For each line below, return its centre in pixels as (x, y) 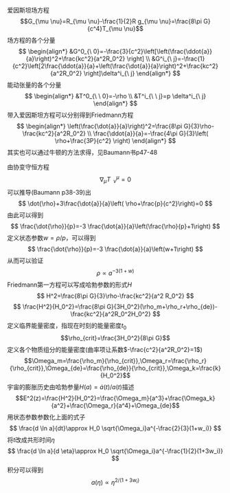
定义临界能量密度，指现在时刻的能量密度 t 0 (67, 327)
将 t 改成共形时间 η (31, 439)
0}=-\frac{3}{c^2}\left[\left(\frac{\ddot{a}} (153, 51)
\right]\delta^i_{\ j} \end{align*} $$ (132, 73)
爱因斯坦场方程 (28, 10)
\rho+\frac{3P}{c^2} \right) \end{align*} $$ (115, 141)
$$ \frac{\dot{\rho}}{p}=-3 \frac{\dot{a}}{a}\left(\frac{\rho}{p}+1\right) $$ (115, 226)
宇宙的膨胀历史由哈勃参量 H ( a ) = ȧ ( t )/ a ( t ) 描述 (71, 386)
